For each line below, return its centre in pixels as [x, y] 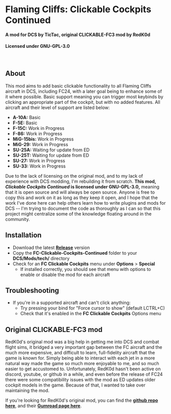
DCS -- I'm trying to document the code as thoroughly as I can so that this [83, 208]
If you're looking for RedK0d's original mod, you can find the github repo [82, 400]
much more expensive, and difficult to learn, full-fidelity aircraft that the [80, 353]
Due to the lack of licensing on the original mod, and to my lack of [74, 176]
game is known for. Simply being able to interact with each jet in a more [80, 358]
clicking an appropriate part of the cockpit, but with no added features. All [83, 102]
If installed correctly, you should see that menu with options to [85, 269]
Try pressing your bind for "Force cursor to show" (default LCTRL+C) [93, 308]
